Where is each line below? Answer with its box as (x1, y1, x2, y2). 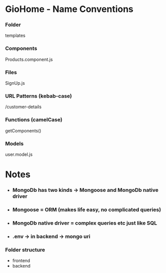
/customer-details (5, 104, 42, 110)
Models (5, 140, 24, 147)
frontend (12, 258, 31, 264)
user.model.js (5, 151, 33, 157)
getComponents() (5, 128, 41, 134)
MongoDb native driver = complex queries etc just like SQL (12, 219, 158, 226)
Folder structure (5, 246, 45, 253)
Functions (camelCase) (5, 116, 63, 123)
